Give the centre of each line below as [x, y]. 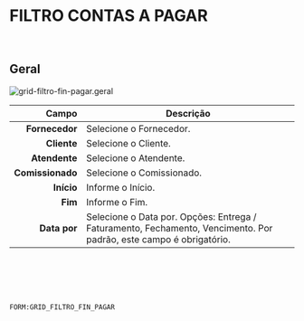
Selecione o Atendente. [135, 157]
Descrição [188, 113]
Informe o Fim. [117, 202]
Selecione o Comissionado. [143, 173]
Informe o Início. [120, 187]
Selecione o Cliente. [128, 143]
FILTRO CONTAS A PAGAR [109, 16]
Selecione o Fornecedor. [138, 128]
